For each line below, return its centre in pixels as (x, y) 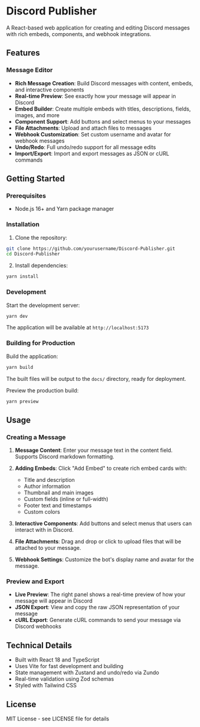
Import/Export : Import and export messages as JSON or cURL (92, 153)
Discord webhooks (38, 627)
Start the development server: (43, 305)
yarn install (22, 277)
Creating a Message (36, 437)
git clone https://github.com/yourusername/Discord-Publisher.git (91, 248)
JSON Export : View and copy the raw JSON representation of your (97, 607)
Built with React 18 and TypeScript (57, 660)
